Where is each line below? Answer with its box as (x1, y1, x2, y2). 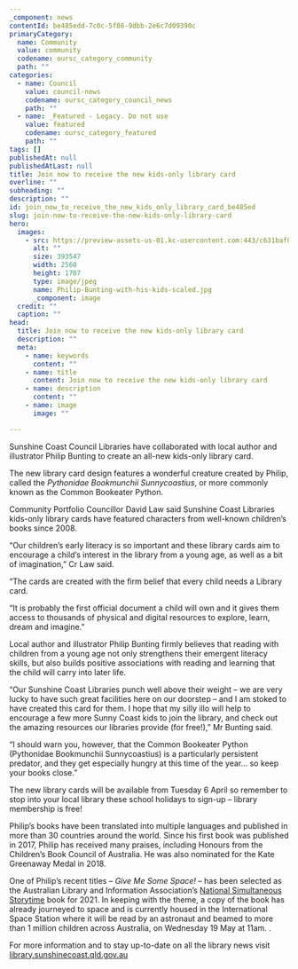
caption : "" (17, 310, 62, 319)
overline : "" (9, 178, 58, 187)
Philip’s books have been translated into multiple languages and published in (9, 820, 288, 831)
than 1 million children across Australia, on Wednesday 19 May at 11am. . (9, 922, 272, 933)
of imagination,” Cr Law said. (9, 558, 114, 569)
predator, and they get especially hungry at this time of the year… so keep (9, 758, 279, 768)
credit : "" (17, 302, 58, 311)
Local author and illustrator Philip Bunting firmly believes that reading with (9, 638, 279, 649)
